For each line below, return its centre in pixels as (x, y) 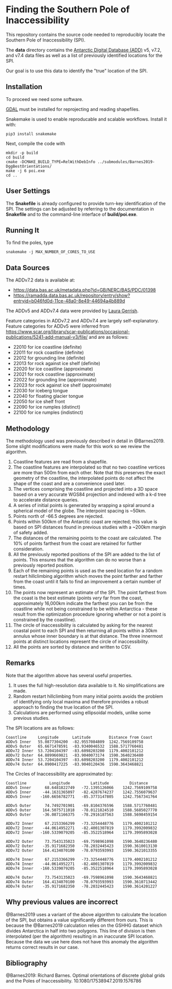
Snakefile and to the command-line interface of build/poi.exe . (72, 214)
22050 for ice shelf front (39, 401)
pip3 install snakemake (31, 134)
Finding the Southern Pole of (68, 9)
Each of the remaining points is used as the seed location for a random (88, 571)
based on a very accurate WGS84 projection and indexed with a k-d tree (90, 494)
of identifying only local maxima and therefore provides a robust (81, 701)
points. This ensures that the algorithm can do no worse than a (79, 560)
